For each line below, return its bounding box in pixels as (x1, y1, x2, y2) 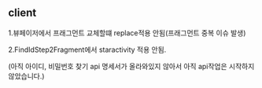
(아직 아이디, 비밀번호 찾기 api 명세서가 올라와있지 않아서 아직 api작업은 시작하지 (8, 61, 255, 71)
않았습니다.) (8, 71, 45, 81)
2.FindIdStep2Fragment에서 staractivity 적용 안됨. (8, 45, 167, 54)
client (8, 6, 37, 20)
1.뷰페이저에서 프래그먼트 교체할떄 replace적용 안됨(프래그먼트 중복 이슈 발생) (8, 27, 246, 38)
